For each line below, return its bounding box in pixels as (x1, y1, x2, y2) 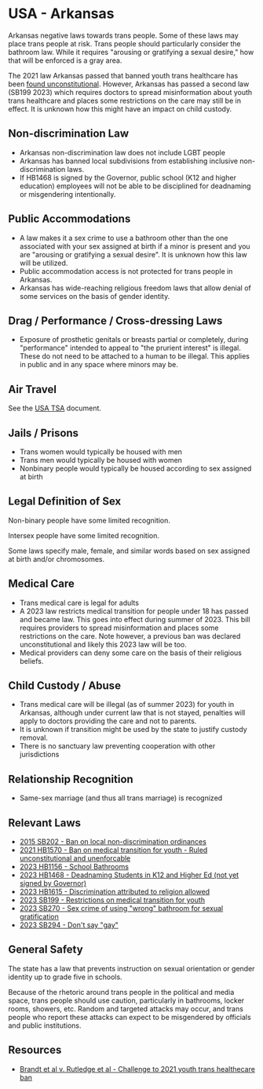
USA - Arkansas (8, 5, 115, 23)
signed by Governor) (19, 879, 87, 888)
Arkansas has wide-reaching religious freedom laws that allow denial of (19, 283, 251, 293)
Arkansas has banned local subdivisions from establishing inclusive (19, 156, 238, 166)
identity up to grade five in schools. (8, 972, 123, 982)
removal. (19, 733, 49, 742)
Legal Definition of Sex (8, 495, 122, 508)
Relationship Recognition (8, 772, 133, 785)
